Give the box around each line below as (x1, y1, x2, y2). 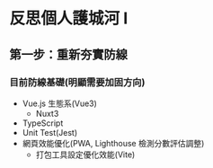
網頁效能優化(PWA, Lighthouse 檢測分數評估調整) (22, 137, 205, 148)
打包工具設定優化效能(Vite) (35, 149, 136, 160)
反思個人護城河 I (9, 8, 129, 29)
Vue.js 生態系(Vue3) (22, 98, 97, 109)
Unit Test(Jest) (22, 127, 78, 137)
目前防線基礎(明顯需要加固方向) (9, 75, 146, 88)
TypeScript (22, 118, 64, 128)
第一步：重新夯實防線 (9, 47, 128, 62)
